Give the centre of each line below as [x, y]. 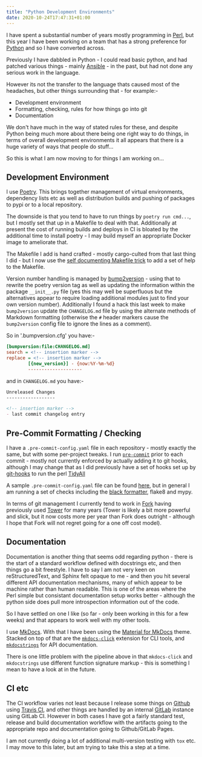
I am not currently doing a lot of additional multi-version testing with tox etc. [101, 741]
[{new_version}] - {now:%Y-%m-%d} [71, 364]
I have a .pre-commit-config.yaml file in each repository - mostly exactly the [101, 448]
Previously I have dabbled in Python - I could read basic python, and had [97, 59]
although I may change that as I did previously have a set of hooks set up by [101, 467]
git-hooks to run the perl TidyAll [46, 474]
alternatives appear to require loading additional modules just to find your [98, 298]
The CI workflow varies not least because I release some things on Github [98, 703]
